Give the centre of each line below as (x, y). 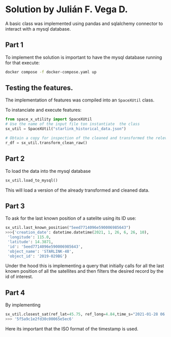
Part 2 (15, 159)
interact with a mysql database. (38, 29)
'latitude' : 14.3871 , (30, 242)
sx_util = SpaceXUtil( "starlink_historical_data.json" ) (66, 129)
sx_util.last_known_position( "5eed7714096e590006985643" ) (68, 228)
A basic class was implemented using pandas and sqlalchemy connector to (84, 23)
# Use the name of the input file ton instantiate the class (73, 124)
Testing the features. (39, 88)
